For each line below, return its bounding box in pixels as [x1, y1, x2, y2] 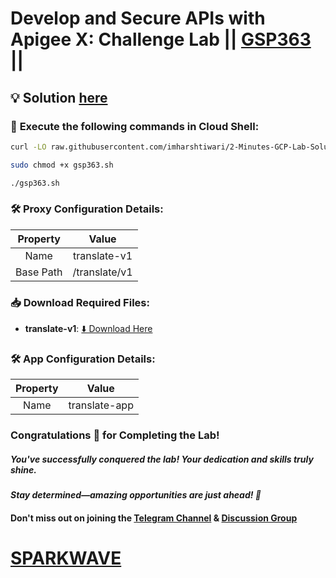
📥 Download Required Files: [10, 295, 150, 309]
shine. [10, 463, 37, 476]
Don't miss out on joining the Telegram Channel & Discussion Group [10, 512, 298, 524]
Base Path [15, 265, 63, 279]
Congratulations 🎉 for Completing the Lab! [10, 428, 220, 442]
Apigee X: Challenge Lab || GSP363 [10, 28, 312, 51]
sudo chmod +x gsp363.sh [10, 160, 114, 170]
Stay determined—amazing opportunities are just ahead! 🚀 [10, 489, 262, 501]
